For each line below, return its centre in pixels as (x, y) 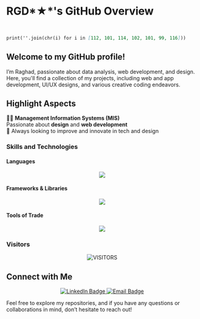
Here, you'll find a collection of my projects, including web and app (90, 78)
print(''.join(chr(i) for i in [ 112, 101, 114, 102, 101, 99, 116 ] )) (96, 38)
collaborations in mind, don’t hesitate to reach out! (69, 310)
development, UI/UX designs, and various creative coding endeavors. (93, 84)
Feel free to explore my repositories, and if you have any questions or (93, 303)
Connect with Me (40, 277)
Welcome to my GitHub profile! (66, 57)
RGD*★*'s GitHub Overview (80, 11)
